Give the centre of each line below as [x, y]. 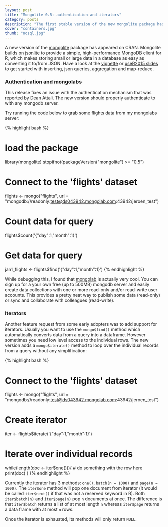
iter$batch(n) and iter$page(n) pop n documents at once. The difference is [84, 499]
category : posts [22, 19]
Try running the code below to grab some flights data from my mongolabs [81, 113]
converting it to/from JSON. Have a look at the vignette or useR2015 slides [82, 63]
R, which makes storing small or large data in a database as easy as [75, 58]
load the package [42, 148]
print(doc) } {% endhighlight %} [38, 473]
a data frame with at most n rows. [39, 510]
